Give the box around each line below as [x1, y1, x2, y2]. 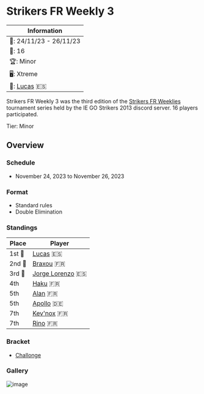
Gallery [6, 366, 29, 375]
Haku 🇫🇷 [32, 280, 60, 288]
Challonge [15, 351, 42, 359]
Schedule [6, 158, 35, 167]
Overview [6, 140, 45, 151]
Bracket [6, 338, 31, 346]
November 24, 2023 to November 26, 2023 [15, 173, 125, 180]
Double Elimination [15, 208, 63, 215]
